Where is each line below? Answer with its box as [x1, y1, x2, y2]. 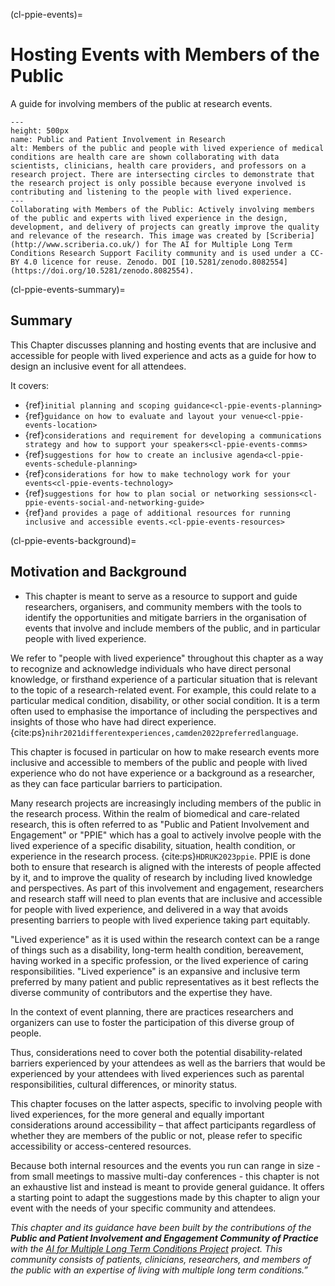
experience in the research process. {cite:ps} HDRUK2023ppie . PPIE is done [10, 850, 311, 862]
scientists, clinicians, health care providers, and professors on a [10, 160, 307, 171]
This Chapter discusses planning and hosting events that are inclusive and [10, 339, 317, 351]
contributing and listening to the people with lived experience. [10, 187, 293, 197]
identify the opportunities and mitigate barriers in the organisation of [24, 611, 307, 623]
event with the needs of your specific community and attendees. [10, 1202, 277, 1214]
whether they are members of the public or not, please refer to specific [10, 1129, 303, 1141]
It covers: [10, 379, 50, 391]
